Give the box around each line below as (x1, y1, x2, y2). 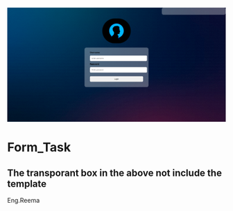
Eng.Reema (7, 196, 40, 205)
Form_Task (7, 140, 71, 156)
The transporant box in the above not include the (7, 167, 222, 178)
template (7, 178, 47, 190)
